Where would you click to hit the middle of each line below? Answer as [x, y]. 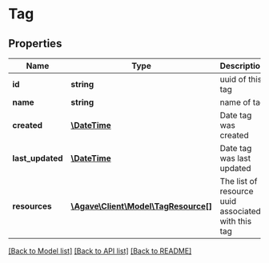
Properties [35, 44]
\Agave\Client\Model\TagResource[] [141, 206]
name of [235, 102]
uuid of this [241, 79]
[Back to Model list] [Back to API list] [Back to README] [100, 251]
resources [32, 206]
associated [241, 211]
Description [243, 66]
